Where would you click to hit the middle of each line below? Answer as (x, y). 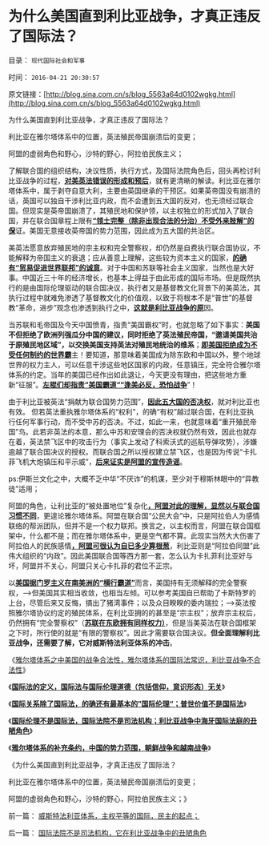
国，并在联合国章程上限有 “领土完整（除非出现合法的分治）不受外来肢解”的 (131, 220)
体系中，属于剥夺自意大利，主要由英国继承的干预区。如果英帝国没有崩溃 (134, 190)
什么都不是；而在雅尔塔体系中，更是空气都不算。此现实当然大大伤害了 (145, 535)
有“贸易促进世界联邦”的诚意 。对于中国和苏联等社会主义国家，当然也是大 (128, 267)
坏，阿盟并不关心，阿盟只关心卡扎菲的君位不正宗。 (92, 566)
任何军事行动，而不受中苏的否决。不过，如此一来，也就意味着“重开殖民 (132, 422)
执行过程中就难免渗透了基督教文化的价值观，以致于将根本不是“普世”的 (124, 298)
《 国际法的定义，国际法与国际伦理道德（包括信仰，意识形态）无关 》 (117, 687)
